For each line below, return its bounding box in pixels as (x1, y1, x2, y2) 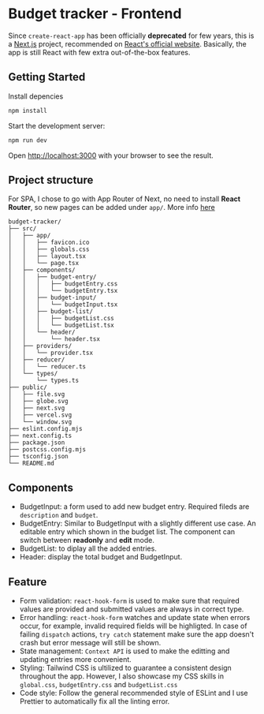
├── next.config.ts (8, 432, 73, 440)
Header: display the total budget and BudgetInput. (19, 552, 183, 562)
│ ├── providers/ (8, 342, 73, 350)
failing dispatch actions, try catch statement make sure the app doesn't (19, 629, 255, 639)
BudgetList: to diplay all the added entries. (19, 544, 158, 553)
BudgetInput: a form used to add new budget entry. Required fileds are (19, 502, 250, 511)
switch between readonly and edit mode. (19, 536, 155, 545)
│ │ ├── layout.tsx (8, 252, 87, 260)
